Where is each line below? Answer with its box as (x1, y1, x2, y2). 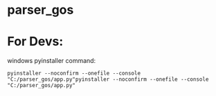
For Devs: (7, 34, 64, 50)
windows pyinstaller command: (7, 57, 96, 65)
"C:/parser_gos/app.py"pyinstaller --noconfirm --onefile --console (7, 76, 209, 83)
